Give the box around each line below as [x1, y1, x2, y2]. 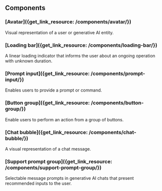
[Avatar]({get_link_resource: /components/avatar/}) [5, 19, 132, 25]
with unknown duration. [5, 58, 53, 64]
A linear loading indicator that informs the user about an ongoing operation [5, 53, 155, 58]
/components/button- [91, 99, 144, 106]
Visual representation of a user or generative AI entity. [5, 29, 114, 36]
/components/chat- [88, 129, 137, 135]
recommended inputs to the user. [5, 180, 72, 187]
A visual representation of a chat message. [5, 146, 91, 152]
